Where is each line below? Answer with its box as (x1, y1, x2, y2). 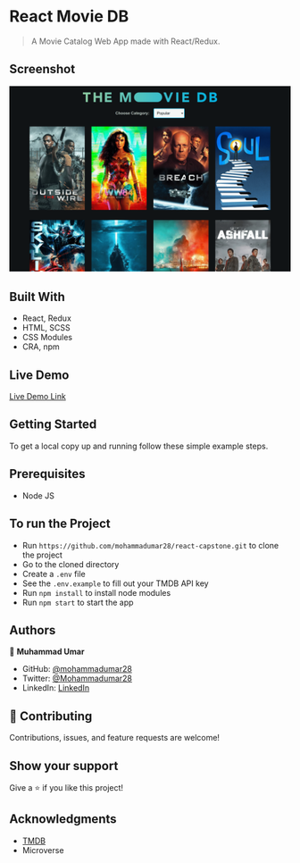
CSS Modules (21, 332, 73, 343)
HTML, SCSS (21, 323, 71, 333)
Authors (9, 623, 56, 638)
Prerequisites (9, 466, 86, 482)
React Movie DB (9, 6, 129, 27)
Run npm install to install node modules (21, 587, 171, 598)
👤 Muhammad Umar (9, 646, 85, 658)
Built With (9, 289, 65, 305)
